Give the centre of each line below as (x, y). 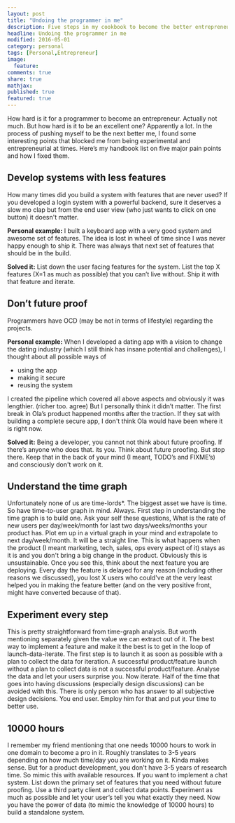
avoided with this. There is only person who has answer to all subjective (111, 691)
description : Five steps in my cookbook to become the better (100, 27)
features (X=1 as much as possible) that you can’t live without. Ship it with (113, 274)
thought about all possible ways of (57, 356)
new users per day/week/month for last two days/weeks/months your (107, 526)
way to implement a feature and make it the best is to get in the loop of (109, 647)
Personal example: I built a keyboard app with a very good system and (109, 230)
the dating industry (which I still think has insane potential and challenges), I (116, 349)
